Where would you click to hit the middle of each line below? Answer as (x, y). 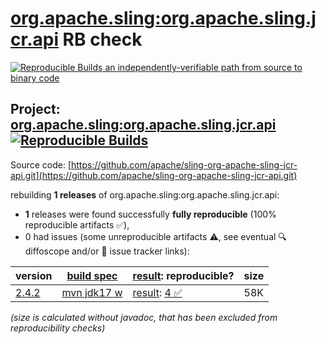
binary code (35, 78)
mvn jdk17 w (92, 292)
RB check (102, 39)
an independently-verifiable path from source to (203, 67)
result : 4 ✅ (157, 292)
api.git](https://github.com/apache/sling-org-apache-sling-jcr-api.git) (154, 175)
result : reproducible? (183, 275)
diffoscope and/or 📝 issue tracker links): (107, 251)
